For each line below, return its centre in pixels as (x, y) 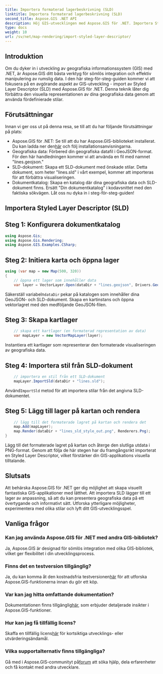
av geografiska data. (25, 350)
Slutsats (18, 476)
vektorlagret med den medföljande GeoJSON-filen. (56, 305)
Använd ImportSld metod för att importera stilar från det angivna (69, 390)
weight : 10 (16, 32)
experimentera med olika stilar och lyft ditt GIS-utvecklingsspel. (69, 508)
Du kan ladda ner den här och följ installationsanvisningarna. (72, 146)
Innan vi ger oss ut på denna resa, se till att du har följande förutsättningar (79, 126)
